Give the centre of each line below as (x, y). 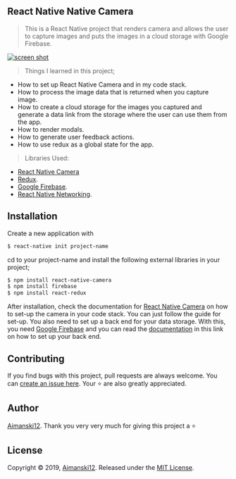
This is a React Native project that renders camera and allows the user (126, 28)
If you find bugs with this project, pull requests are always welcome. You (112, 375)
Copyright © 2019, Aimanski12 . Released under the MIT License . (101, 467)
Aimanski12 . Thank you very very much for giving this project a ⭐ (102, 425)
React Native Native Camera (70, 12)
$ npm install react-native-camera (60, 280)
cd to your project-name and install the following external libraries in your (114, 259)
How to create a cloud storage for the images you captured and (110, 107)
